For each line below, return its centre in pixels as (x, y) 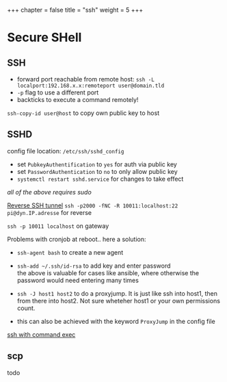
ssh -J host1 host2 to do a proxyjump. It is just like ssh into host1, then (117, 293)
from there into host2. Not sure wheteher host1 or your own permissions (119, 301)
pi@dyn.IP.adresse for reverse (50, 212)
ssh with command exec (41, 334)
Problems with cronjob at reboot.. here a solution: (77, 239)
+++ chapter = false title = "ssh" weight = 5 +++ (75, 10)
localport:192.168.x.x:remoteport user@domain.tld (91, 86)
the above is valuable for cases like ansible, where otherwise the (108, 272)
